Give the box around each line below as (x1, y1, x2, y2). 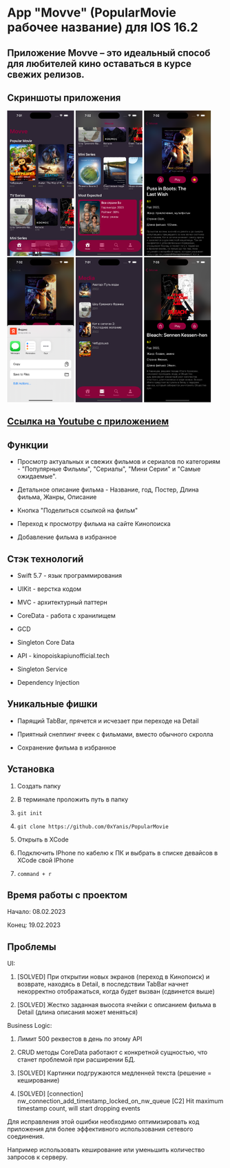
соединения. (7, 1132, 45, 1140)
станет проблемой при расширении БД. (17, 1055, 136, 1064)
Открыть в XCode (17, 835, 69, 844)
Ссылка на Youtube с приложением (7, 416, 169, 427)
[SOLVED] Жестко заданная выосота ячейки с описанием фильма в (17, 1001, 217, 1009)
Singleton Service (17, 665, 67, 673)
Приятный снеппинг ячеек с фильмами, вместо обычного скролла (17, 730, 213, 738)
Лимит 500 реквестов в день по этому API (17, 1035, 143, 1043)
